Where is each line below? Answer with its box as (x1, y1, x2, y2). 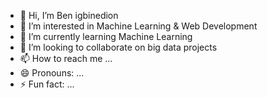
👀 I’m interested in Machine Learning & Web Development (19, 20, 258, 32)
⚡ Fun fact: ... (19, 78, 75, 90)
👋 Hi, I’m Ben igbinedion (19, 10, 119, 21)
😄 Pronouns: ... (19, 67, 85, 79)
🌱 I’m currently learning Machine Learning (19, 31, 193, 42)
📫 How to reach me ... (19, 53, 113, 64)
